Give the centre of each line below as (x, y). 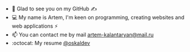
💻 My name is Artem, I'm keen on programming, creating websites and (98, 17)
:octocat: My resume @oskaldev (51, 43)
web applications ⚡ (35, 26)
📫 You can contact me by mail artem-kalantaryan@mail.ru (83, 35)
